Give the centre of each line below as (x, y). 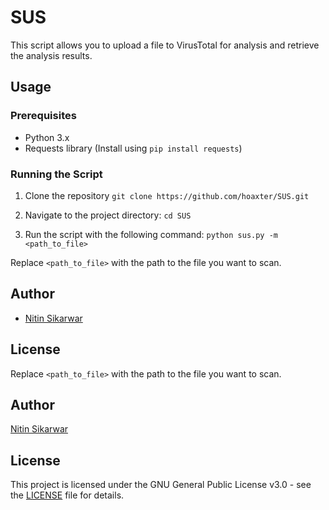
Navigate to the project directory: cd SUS (108, 215)
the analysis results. (51, 55)
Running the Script (56, 174)
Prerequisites (43, 116)
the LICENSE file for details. (67, 495)
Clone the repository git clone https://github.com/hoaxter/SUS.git (167, 195)
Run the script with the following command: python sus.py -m (151, 234)
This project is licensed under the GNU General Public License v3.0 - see (161, 485)
